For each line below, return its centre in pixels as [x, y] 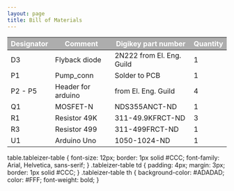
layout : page [26, 14]
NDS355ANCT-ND [146, 106]
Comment [82, 44]
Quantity [209, 44]
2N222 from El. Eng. [148, 55]
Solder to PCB [138, 75]
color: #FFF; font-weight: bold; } [53, 180]
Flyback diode [78, 60]
